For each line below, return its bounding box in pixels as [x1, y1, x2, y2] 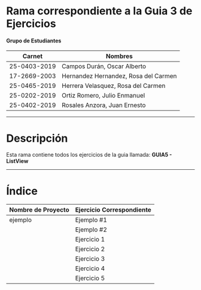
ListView [6, 157, 29, 165]
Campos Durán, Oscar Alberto [62, 62, 147, 71]
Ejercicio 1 [75, 235, 105, 243]
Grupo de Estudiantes [6, 37, 62, 44]
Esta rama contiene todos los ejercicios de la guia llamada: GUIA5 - [6, 151, 172, 158]
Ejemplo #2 [75, 225, 108, 234]
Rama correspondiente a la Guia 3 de [6, 4, 193, 18]
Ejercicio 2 [75, 245, 105, 254]
